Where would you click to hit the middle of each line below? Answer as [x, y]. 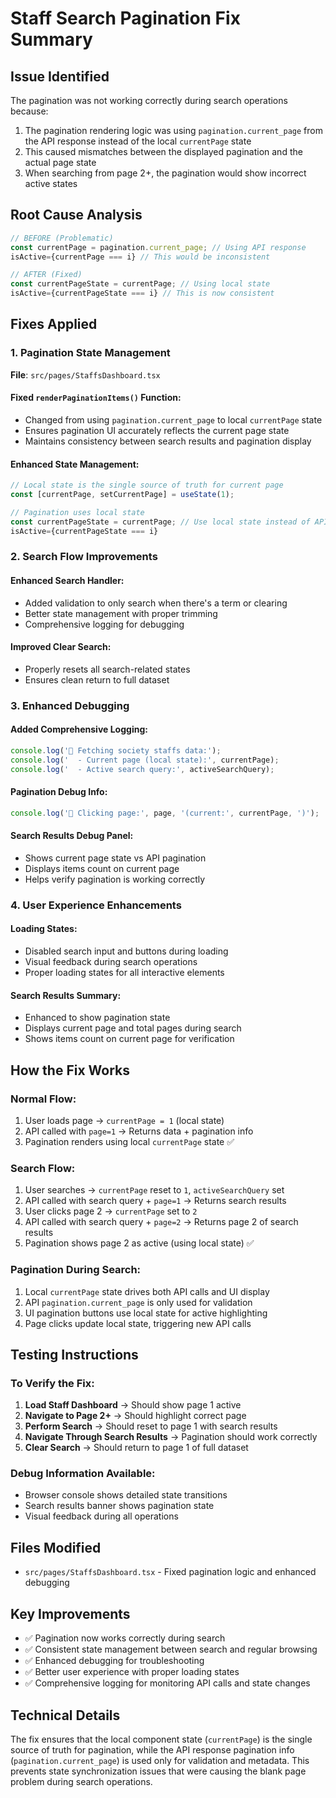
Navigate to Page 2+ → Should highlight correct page [135, 1416]
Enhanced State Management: [75, 464]
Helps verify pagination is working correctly [115, 879]
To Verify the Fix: [52, 1383]
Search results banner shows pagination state [119, 1506]
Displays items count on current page [102, 868]
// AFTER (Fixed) [46, 275]
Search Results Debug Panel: [72, 836]
